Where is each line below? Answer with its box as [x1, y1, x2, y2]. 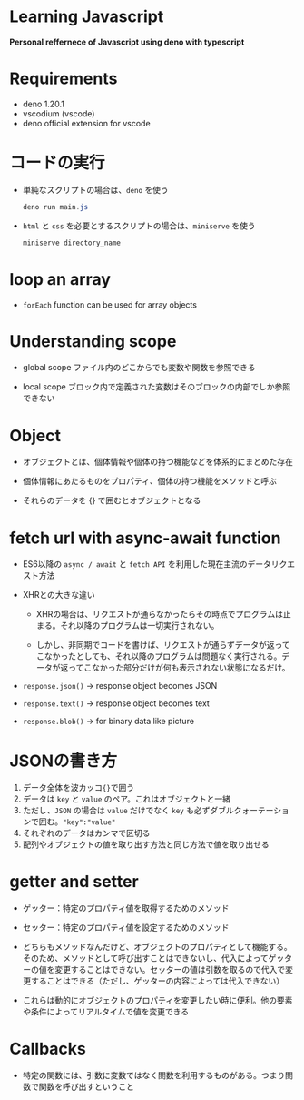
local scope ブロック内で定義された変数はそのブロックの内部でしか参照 [22, 381, 291, 392]
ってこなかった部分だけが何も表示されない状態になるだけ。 [67, 662, 290, 673]
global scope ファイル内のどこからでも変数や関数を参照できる [22, 362, 256, 373]
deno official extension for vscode [22, 117, 152, 128]
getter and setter [9, 872, 139, 893]
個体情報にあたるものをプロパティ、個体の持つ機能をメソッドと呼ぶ [22, 476, 277, 487]
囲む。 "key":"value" [38, 816, 116, 827]
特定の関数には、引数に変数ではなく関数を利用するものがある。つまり [22, 1070, 286, 1081]
